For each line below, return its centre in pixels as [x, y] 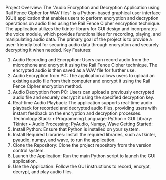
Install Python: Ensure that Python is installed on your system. [76, 129]
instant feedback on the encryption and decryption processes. [77, 113]
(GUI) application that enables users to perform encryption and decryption [82, 18]
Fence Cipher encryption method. [47, 86]
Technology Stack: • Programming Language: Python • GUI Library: [82, 118]
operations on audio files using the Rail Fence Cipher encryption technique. [83, 23]
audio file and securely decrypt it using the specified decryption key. [83, 97]
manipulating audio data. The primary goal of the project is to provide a [79, 39]
